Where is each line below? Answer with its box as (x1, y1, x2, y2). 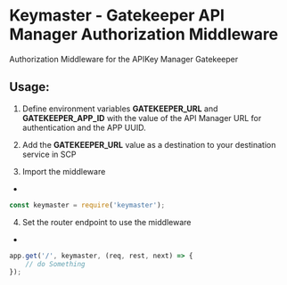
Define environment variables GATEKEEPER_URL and (21, 103, 218, 114)
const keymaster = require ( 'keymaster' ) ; (9, 200, 166, 209)
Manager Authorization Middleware (9, 24, 279, 45)
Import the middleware (21, 166, 106, 176)
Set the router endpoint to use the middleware (21, 216, 192, 227)
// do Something (25, 259, 86, 268)
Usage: (9, 79, 51, 94)
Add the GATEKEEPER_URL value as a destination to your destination (21, 139, 276, 150)
